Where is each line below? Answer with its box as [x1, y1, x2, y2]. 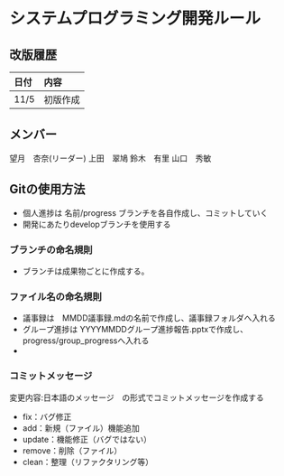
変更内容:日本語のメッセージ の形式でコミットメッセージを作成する [9, 392, 264, 403]
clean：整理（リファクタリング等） [22, 456, 154, 467]
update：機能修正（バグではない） [22, 434, 151, 444]
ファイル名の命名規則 [9, 290, 102, 303]
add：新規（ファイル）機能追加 [22, 422, 140, 434]
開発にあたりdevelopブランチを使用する [22, 219, 171, 229]
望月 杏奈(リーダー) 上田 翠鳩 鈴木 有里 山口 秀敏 [9, 153, 212, 163]
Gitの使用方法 [9, 182, 86, 197]
